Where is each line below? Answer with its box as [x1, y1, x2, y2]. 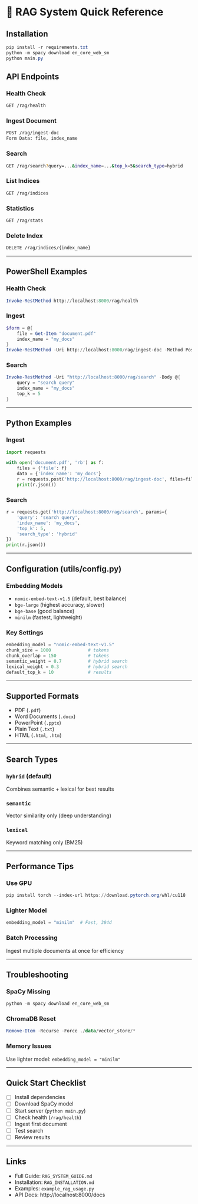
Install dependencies [14, 1094, 66, 1101]
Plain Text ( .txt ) [14, 725, 55, 733]
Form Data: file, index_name [6, 136, 78, 142]
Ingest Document [6, 117, 57, 125]
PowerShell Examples [6, 267, 87, 277]
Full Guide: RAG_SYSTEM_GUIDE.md [14, 1172, 93, 1179]
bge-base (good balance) [14, 607, 75, 614]
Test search [14, 1127, 44, 1134]
